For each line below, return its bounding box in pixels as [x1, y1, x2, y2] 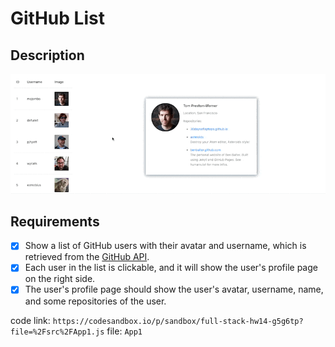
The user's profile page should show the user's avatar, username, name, [24, 283, 324, 296]
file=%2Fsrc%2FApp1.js [10, 327, 105, 337]
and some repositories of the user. [24, 295, 167, 307]
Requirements [10, 213, 100, 230]
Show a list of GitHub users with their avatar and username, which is [24, 240, 307, 252]
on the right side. [24, 273, 96, 285]
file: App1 [106, 325, 143, 337]
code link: [10, 314, 51, 326]
